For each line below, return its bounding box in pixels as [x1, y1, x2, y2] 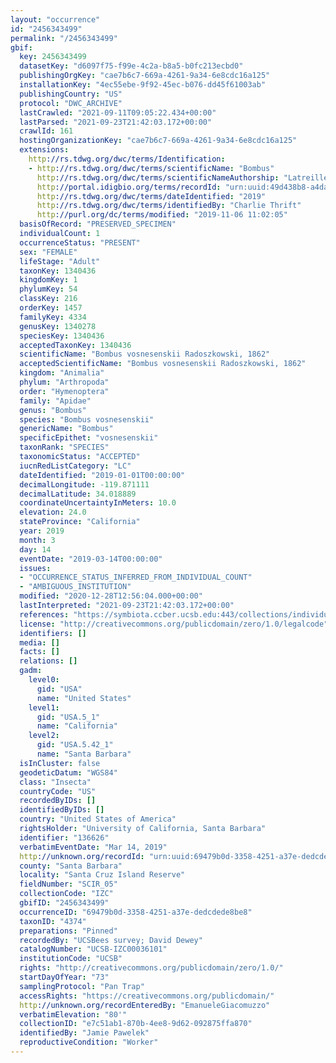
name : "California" [36, 721, 118, 731]
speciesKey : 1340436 [19, 331, 105, 341]
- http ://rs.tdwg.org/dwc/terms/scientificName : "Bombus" [28, 163, 275, 173]
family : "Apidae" [19, 396, 92, 406]
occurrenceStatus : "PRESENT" [19, 237, 141, 248]
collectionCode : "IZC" [19, 889, 114, 899]
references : [19, 609, 70, 620]
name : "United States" [36, 693, 132, 703]
